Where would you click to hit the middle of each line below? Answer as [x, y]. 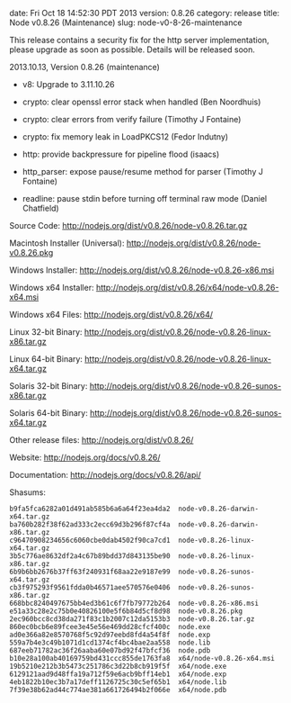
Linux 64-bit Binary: [46, 359]
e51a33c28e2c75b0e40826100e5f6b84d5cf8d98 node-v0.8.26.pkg [126, 611]
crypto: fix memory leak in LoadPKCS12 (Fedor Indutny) [125, 137]
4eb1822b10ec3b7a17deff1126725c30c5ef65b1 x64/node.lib [118, 682]
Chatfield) [41, 208]
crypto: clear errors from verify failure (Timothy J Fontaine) [132, 119]
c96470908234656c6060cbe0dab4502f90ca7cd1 [90, 540]
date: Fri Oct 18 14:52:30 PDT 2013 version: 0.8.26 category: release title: [145, 13]
